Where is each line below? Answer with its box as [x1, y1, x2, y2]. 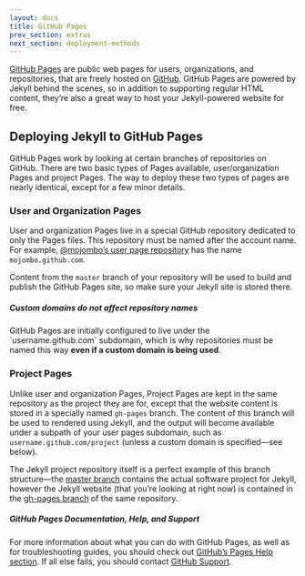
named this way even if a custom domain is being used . [9, 345, 221, 356]
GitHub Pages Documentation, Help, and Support [9, 513, 200, 524]
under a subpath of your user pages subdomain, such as [9, 427, 222, 438]
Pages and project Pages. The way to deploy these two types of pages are [9, 172, 290, 183]
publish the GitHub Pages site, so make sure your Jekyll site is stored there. [9, 281, 293, 292]
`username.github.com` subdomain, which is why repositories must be [9, 335, 273, 346]
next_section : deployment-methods [9, 38, 141, 48]
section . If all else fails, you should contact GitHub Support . [9, 556, 232, 567]
